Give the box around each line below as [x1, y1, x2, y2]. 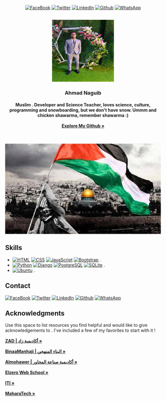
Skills [5, 244, 22, 252]
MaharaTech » [5, 391, 36, 397]
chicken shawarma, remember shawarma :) [37, 112, 129, 118]
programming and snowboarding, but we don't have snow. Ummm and [9, 107, 157, 113]
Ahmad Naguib [64, 89, 102, 96]
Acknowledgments [5, 309, 65, 317]
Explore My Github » [61, 123, 105, 129]
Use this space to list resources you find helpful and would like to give [5, 322, 148, 328]
